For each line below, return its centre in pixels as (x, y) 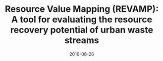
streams (82, 41)
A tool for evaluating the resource (82, 19)
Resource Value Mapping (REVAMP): (81, 9)
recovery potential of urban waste (82, 30)
